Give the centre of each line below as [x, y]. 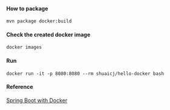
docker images [24, 47]
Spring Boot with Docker [37, 100]
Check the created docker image [48, 34]
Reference [20, 87]
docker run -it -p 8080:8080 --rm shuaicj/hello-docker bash [85, 73]
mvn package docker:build [39, 21]
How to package [27, 8]
